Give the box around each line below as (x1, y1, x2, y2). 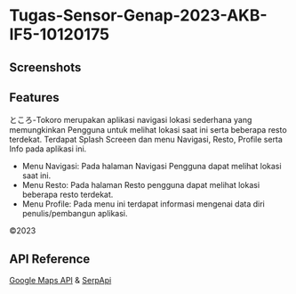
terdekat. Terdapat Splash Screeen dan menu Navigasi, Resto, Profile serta (9, 135, 283, 145)
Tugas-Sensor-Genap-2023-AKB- (9, 5, 268, 26)
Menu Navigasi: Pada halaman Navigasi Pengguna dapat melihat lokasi (21, 161, 282, 172)
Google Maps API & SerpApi (9, 275, 112, 286)
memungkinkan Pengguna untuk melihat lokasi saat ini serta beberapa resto (9, 125, 287, 135)
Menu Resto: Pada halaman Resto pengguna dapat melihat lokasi (21, 180, 260, 191)
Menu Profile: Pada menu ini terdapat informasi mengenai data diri (21, 199, 265, 209)
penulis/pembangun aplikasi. (21, 208, 128, 219)
